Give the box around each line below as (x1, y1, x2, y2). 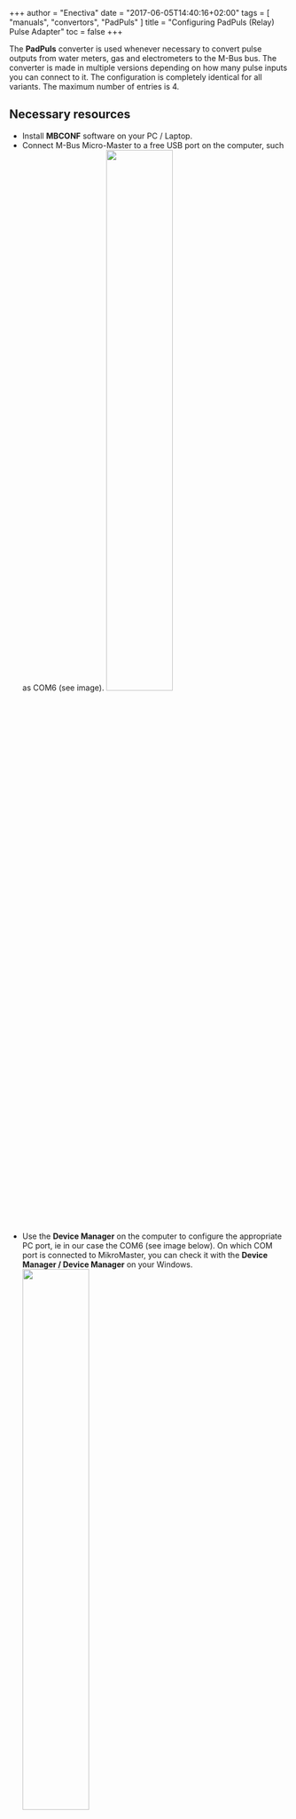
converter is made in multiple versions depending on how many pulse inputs (9, 62, 288, 73)
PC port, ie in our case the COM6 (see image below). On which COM (21, 1240, 273, 1250)
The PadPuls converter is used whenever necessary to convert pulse (9, 43, 262, 54)
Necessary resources (9, 106, 131, 122)
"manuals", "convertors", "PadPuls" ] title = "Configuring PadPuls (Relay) (9, 17, 275, 28)
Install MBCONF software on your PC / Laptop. (21, 130, 193, 141)
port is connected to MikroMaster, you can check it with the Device (21, 1249, 269, 1260)
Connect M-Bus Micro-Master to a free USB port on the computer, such (21, 139, 284, 150)
